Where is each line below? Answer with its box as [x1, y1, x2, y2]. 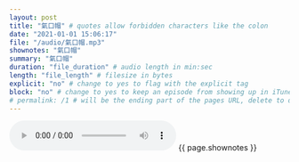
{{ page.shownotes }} [177, 142, 257, 153]
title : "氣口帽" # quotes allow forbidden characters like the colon [9, 21, 269, 30]
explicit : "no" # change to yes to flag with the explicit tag [9, 79, 249, 88]
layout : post [9, 12, 58, 22]
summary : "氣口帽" [9, 54, 74, 63]
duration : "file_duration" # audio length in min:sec [9, 63, 214, 72]
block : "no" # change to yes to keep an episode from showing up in [9, 87, 269, 96]
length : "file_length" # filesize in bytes [9, 71, 174, 80]
